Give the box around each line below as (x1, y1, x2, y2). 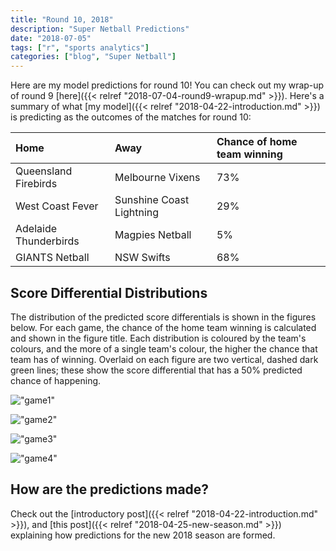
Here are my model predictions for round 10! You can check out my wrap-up (10, 79, 325, 91)
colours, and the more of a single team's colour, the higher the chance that (10, 342, 318, 355)
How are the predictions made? (10, 481, 210, 498)
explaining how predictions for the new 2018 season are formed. (10, 529, 276, 541)
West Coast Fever (15, 199, 99, 213)
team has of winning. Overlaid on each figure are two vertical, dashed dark (10, 353, 319, 365)
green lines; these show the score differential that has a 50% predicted (10, 364, 303, 376)
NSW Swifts (114, 251, 171, 265)
